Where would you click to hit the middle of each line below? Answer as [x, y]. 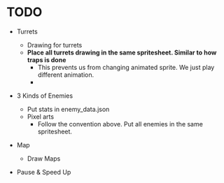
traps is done [47, 59]
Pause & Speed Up [44, 172]
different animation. [66, 75]
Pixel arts [40, 117]
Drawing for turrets [55, 45]
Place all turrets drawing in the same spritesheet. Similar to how [122, 52]
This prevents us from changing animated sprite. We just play [126, 67]
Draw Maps [44, 159]
